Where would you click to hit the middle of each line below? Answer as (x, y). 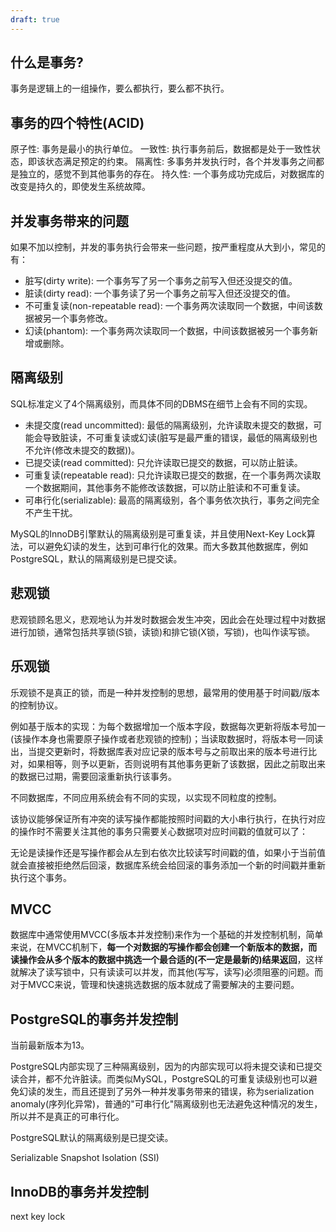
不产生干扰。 (51, 512)
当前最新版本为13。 (50, 1045)
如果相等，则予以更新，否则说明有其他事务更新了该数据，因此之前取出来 (176, 763)
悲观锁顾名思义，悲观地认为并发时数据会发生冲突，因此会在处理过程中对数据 (168, 619)
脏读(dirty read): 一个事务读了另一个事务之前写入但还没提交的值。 (160, 293)
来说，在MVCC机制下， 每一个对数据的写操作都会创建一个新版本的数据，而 (164, 947)
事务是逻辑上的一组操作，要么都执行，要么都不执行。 (120, 88)
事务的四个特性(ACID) (77, 122)
